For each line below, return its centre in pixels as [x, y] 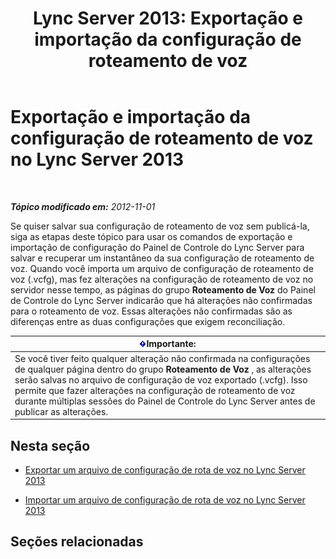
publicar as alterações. [61, 411]
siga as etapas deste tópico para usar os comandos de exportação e [151, 236]
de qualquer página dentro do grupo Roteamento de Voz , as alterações [163, 369]
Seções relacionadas [77, 542]
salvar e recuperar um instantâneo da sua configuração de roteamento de [162, 258]
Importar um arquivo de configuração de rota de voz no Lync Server [165, 500]
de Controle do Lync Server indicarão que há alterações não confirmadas [161, 300]
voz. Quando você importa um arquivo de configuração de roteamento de [162, 268]
